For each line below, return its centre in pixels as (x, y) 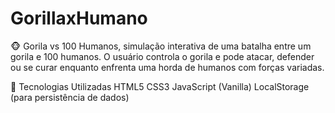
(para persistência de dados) (70, 97)
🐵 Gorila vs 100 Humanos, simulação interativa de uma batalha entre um (161, 46)
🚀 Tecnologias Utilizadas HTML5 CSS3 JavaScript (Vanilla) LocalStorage (160, 86)
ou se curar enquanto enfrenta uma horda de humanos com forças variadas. (167, 67)
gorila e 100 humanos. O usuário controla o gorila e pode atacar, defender (162, 56)
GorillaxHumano (79, 18)
